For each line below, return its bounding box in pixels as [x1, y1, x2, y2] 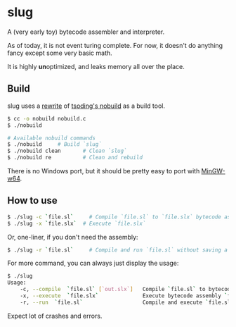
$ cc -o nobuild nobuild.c [7, 115, 86, 122]
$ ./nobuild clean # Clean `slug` [7, 147, 128, 155]
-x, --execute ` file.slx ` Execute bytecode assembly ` [20, 292, 228, 300]
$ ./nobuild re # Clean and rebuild [7, 154, 143, 161]
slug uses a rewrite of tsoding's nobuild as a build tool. [7, 101, 165, 110]
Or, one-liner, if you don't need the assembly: [7, 233, 138, 241]
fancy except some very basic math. [7, 49, 112, 57]
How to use [7, 195, 58, 206]
